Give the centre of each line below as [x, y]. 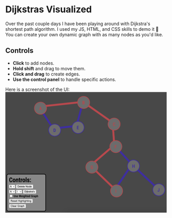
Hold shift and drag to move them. [49, 68]
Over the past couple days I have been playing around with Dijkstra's [78, 24]
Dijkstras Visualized [49, 9]
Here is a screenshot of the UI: [38, 89]
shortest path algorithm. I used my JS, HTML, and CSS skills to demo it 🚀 [82, 29]
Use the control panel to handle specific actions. [64, 79]
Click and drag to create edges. [46, 74]
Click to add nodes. [34, 63]
